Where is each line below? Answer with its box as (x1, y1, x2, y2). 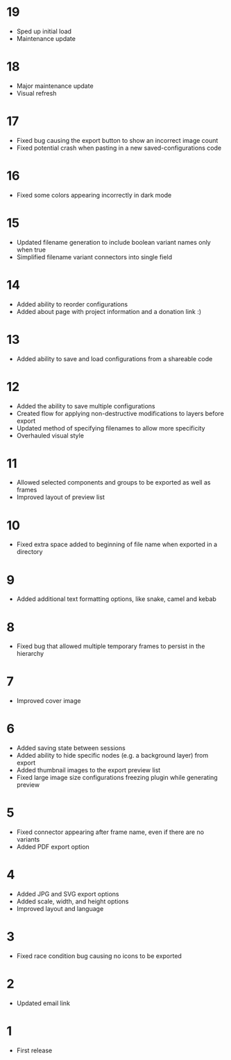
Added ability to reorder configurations (16, 299, 128, 309)
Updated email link (16, 999, 71, 1007)
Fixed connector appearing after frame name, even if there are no (16, 828, 205, 836)
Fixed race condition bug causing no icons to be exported (16, 951, 182, 960)
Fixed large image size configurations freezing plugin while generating (16, 774, 218, 782)
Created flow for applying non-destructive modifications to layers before (16, 409, 225, 417)
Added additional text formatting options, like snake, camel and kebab (16, 595, 216, 603)
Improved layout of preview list (16, 493, 105, 501)
